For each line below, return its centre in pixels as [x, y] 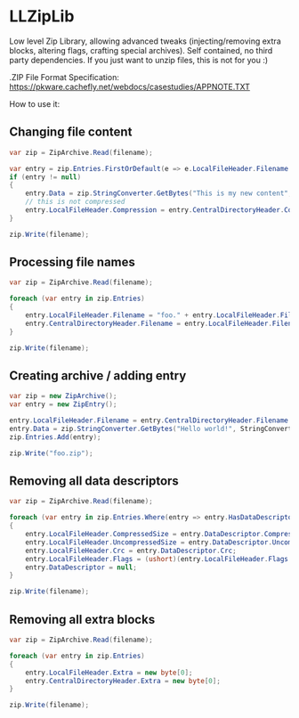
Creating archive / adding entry [98, 375]
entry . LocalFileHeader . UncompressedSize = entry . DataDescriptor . [149, 542]
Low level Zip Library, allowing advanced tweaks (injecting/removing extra [145, 41]
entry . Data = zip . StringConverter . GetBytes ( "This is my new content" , [159, 193]
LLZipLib [42, 16]
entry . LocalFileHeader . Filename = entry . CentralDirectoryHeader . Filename [149, 420]
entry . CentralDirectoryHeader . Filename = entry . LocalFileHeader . [149, 323]
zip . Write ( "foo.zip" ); [51, 453]
